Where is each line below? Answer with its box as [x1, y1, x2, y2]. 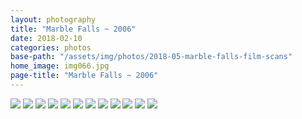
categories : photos [10, 42, 92, 53]
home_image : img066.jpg [10, 61, 110, 71]
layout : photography [10, 14, 97, 25]
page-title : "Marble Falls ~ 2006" [10, 71, 159, 81]
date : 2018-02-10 [10, 33, 83, 43]
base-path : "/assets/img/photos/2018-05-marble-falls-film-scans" [10, 52, 293, 62]
